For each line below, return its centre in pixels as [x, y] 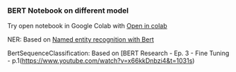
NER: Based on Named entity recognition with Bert [81, 40]
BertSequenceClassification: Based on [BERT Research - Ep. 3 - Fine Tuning [118, 53]
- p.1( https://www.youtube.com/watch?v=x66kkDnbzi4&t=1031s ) [101, 61]
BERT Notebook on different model [68, 11]
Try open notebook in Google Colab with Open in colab [87, 26]
